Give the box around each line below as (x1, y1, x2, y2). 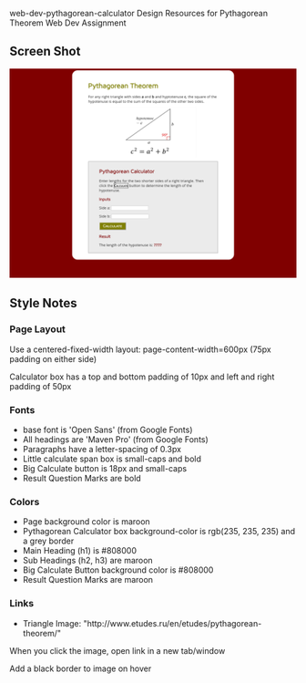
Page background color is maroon (22, 516, 150, 527)
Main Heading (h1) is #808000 (22, 545, 138, 556)
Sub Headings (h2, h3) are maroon (22, 555, 153, 566)
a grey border (22, 535, 75, 546)
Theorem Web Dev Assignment (9, 17, 127, 28)
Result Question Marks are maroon (22, 574, 153, 585)
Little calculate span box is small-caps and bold (22, 453, 202, 464)
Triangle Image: (22, 617, 82, 628)
